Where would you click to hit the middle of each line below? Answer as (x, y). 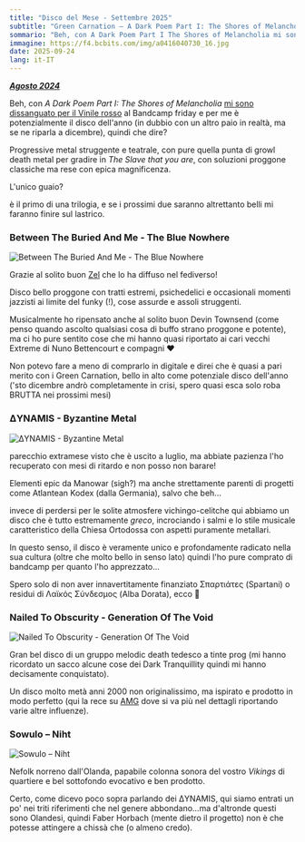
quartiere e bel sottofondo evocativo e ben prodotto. (108, 781)
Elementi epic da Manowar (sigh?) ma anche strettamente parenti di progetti (152, 483)
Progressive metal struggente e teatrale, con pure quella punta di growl (143, 150)
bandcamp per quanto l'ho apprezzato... (85, 566)
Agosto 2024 (35, 86)
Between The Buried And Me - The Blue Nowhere (119, 237)
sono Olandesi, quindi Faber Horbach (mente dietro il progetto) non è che (147, 818)
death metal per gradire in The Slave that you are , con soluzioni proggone (148, 159)
